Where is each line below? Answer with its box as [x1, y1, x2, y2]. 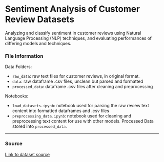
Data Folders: [5, 64, 32, 69]
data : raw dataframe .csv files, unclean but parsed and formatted [12, 78, 143, 84]
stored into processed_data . [12, 123, 67, 129]
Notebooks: [5, 93, 29, 99]
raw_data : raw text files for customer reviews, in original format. [12, 73, 140, 79]
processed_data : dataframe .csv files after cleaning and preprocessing [12, 84, 153, 90]
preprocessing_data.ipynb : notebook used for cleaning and [12, 113, 132, 119]
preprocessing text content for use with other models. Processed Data [12, 118, 154, 124]
